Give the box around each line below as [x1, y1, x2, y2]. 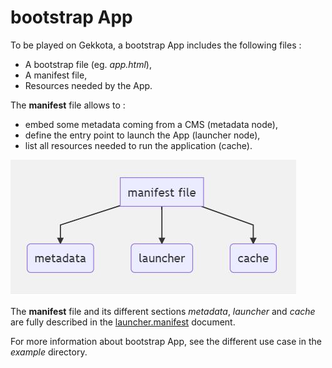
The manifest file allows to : [10, 99, 126, 111]
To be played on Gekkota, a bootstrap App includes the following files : [10, 39, 302, 51]
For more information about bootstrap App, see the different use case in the [10, 335, 322, 347]
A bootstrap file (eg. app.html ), [24, 58, 152, 70]
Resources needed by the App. [24, 79, 153, 91]
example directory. [10, 346, 88, 358]
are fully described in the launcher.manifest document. [10, 316, 236, 328]
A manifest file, [24, 69, 88, 81]
